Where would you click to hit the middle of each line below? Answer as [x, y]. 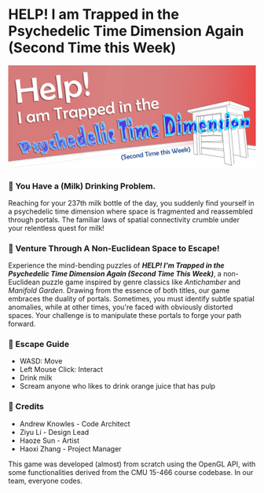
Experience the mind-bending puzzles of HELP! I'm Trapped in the [117, 265]
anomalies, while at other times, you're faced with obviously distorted [121, 307]
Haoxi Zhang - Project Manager [70, 448]
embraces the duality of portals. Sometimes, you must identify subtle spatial [132, 299]
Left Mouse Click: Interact [61, 370]
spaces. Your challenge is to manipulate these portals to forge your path [125, 316]
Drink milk [36, 378]
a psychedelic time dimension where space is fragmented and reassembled [130, 211]
